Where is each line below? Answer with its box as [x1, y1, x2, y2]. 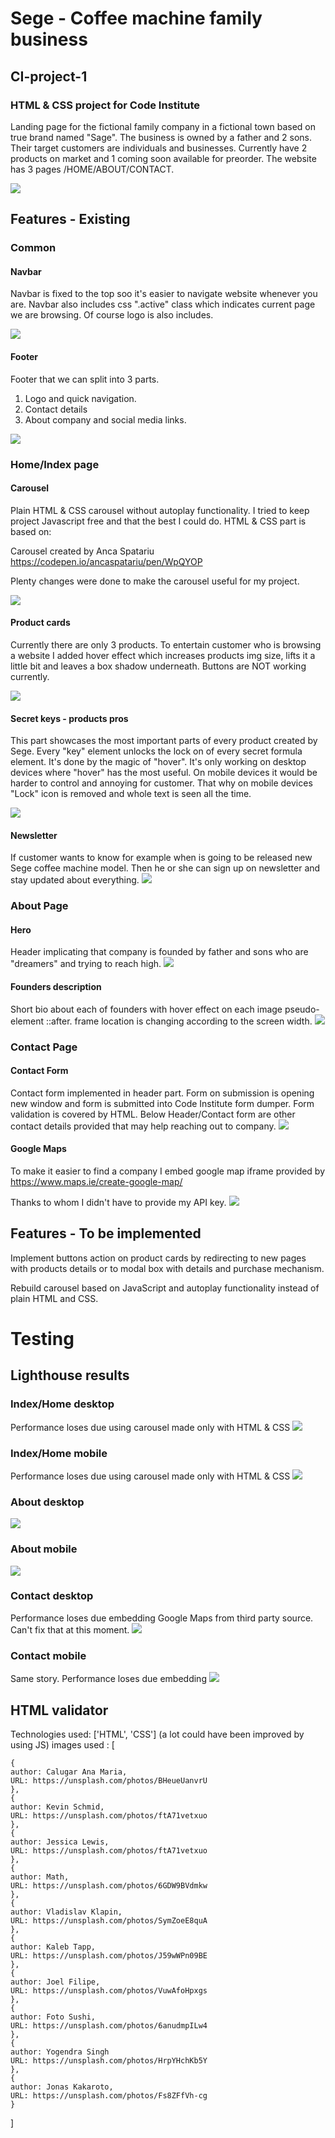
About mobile [10, 1542, 78, 1556]
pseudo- [284, 1003, 320, 1015]
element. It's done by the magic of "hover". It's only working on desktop [10, 756, 307, 768]
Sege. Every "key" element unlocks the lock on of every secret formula [10, 745, 303, 757]
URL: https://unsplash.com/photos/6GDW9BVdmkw [10, 1880, 208, 1891]
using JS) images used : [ [10, 1738, 115, 1751]
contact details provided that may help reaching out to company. [10, 1120, 277, 1132]
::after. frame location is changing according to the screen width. [45, 1015, 313, 1027]
